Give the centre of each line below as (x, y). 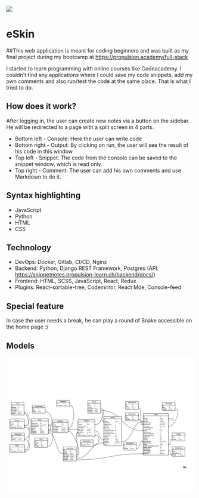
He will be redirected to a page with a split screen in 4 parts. (80, 127)
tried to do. (20, 87)
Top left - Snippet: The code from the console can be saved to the (96, 158)
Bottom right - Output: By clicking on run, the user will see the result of (102, 145)
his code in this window (44, 151)
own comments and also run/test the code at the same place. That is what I (99, 81)
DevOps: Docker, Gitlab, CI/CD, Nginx (61, 262)
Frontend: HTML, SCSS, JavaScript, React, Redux (76, 281)
